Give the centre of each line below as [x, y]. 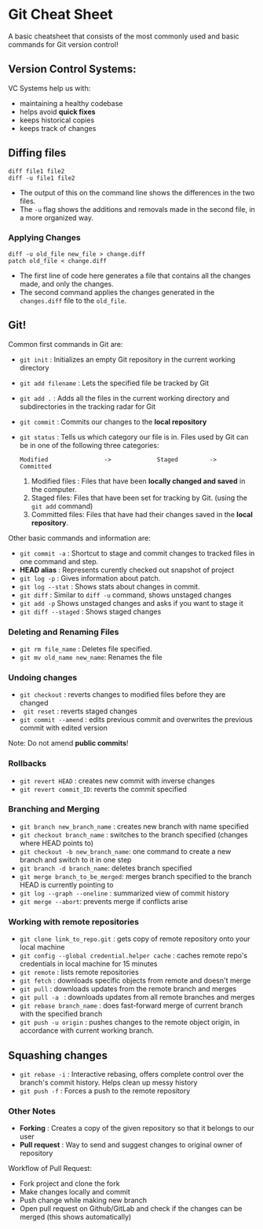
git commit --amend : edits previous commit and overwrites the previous [136, 720]
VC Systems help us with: [49, 88]
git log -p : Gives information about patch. [90, 578]
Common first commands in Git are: [66, 344]
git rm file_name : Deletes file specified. [86, 648]
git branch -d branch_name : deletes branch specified [106, 868]
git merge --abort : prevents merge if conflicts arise [104, 901]
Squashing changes [58, 1055]
